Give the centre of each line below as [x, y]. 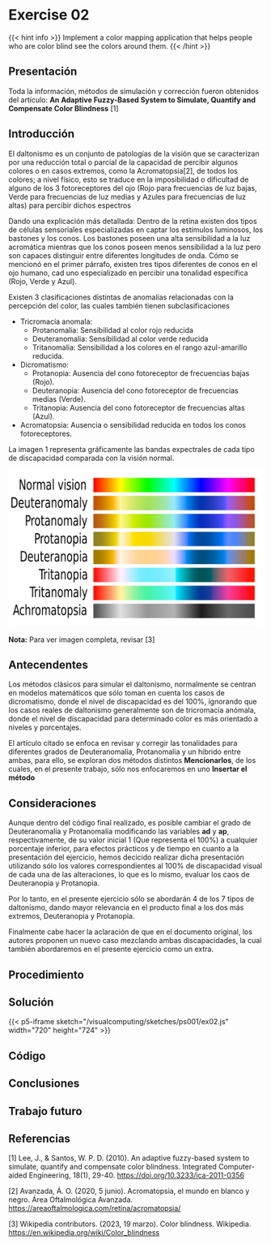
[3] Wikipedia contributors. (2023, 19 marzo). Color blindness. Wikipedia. [130, 1224]
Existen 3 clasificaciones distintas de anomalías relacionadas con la [121, 297]
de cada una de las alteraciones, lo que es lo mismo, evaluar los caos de [129, 875]
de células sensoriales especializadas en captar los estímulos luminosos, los [136, 230]
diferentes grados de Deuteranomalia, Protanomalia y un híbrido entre [125, 752]
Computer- [236, 1167]
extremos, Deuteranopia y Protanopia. [72, 916]
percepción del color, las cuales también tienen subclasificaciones [119, 305]
